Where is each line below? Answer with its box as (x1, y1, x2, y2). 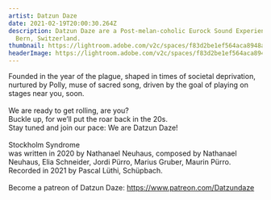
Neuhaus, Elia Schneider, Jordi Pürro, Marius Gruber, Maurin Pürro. (8, 157, 231, 166)
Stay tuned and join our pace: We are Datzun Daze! (8, 123, 179, 132)
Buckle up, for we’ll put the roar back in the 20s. (8, 115, 168, 123)
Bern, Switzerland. (15, 34, 81, 43)
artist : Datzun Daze (8, 11, 78, 20)
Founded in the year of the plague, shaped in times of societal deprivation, (8, 72, 256, 81)
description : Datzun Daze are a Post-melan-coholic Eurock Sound (8, 27, 232, 35)
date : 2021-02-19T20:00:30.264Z (8, 19, 117, 27)
